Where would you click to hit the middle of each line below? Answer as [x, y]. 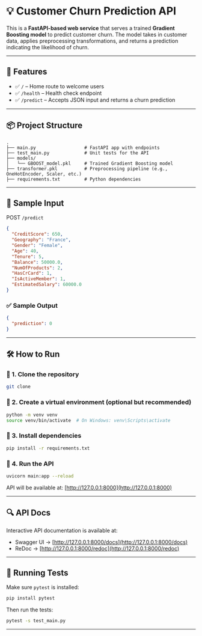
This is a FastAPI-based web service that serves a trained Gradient [91, 28]
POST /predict [25, 218]
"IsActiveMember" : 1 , [39, 279]
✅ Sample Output [32, 305]
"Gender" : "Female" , [37, 245]
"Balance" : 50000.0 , [37, 262]
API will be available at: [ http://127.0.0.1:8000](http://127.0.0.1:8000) [89, 488]
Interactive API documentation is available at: [62, 530]
